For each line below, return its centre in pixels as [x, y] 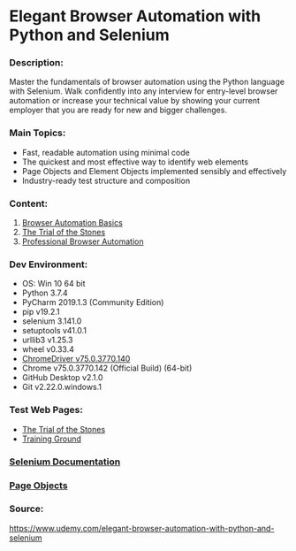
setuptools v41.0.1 [54, 331]
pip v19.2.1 [41, 312]
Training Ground [52, 439]
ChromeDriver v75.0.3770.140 [76, 359]
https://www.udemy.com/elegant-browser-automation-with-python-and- [142, 528]
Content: [29, 203]
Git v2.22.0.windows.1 [62, 387]
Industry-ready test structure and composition [106, 180]
